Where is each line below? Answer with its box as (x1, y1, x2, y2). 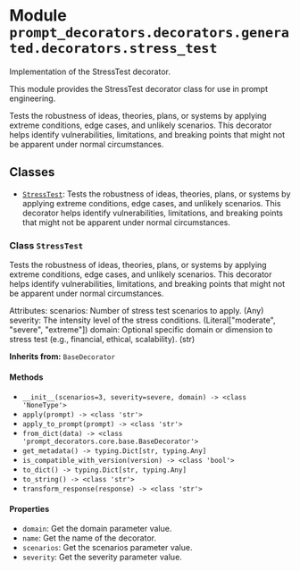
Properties (9, 503, 50, 514)
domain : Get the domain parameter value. (21, 524, 172, 534)
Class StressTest (9, 239, 83, 251)
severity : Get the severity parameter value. (21, 551, 183, 563)
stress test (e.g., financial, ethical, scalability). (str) (9, 334, 196, 345)
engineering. (9, 93, 56, 104)
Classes (9, 164, 55, 180)
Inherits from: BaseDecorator (9, 351, 116, 362)
